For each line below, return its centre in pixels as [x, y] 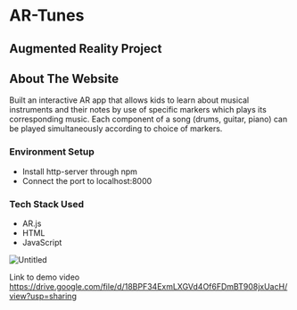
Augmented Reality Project [86, 49]
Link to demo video [45, 277]
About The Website [64, 78]
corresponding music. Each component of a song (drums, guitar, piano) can [148, 119]
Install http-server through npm [80, 172]
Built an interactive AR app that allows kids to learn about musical [129, 100]
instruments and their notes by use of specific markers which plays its [138, 110]
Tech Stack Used [47, 204]
